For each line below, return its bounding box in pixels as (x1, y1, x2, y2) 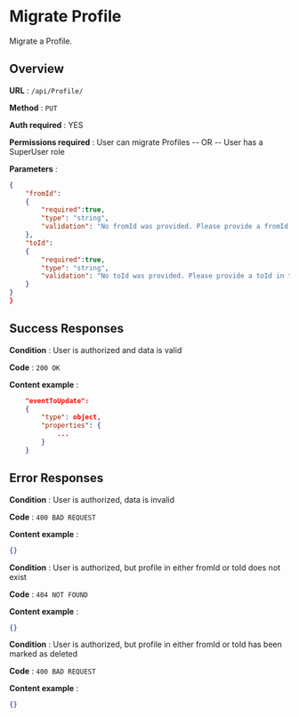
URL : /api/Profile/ (9, 85, 84, 95)
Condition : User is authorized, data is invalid (9, 494, 175, 504)
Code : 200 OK (9, 362, 61, 373)
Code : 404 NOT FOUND (9, 589, 89, 600)
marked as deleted (9, 649, 78, 659)
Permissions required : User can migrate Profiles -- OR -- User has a (9, 136, 263, 148)
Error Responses (9, 471, 104, 486)
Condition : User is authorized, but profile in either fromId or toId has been (9, 639, 283, 650)
